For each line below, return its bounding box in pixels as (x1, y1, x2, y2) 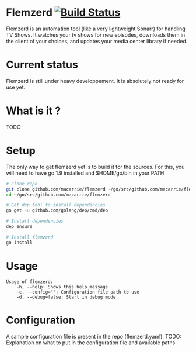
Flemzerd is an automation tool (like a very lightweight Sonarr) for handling (6, 25, 185, 32)
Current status (6, 58, 79, 71)
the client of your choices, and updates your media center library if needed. (6, 37, 188, 44)
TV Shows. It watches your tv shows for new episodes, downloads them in (6, 31, 185, 38)
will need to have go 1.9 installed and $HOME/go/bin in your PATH (6, 170, 164, 177)
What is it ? (6, 104, 61, 118)
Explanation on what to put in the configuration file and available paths (6, 339, 176, 346)
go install (6, 240, 33, 246)
